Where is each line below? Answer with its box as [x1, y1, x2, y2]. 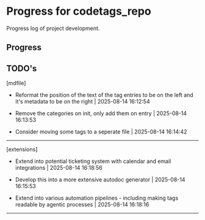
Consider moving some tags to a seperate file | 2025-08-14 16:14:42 [15, 128, 187, 135]
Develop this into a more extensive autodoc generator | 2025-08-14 [15, 176, 185, 183]
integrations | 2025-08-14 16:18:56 [15, 164, 103, 172]
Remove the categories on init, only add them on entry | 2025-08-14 [15, 110, 187, 117]
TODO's [6, 63, 37, 74]
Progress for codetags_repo [6, 4, 151, 18]
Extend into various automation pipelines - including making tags [15, 194, 179, 202]
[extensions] [6, 146, 38, 153]
